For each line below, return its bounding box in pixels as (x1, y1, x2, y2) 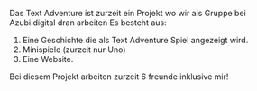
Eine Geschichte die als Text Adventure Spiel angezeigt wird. (22, 35, 249, 45)
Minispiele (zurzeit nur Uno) (22, 44, 126, 55)
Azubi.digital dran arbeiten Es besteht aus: (9, 17, 167, 28)
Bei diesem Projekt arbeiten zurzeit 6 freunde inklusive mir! (9, 71, 229, 82)
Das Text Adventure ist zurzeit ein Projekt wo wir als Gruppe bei (9, 8, 246, 18)
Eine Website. (22, 54, 74, 64)
